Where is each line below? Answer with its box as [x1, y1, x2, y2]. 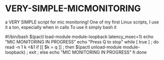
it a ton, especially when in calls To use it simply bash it [5, 24, 117, 30]
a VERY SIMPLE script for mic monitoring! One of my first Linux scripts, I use [5, 19, 159, 25]
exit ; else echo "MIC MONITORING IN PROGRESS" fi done [29, 49, 147, 55]
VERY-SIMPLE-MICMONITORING [5, 3, 141, 14]
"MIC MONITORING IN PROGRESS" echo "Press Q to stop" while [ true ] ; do [5, 39, 159, 44]
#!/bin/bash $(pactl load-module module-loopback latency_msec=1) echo [5, 34, 154, 40]
